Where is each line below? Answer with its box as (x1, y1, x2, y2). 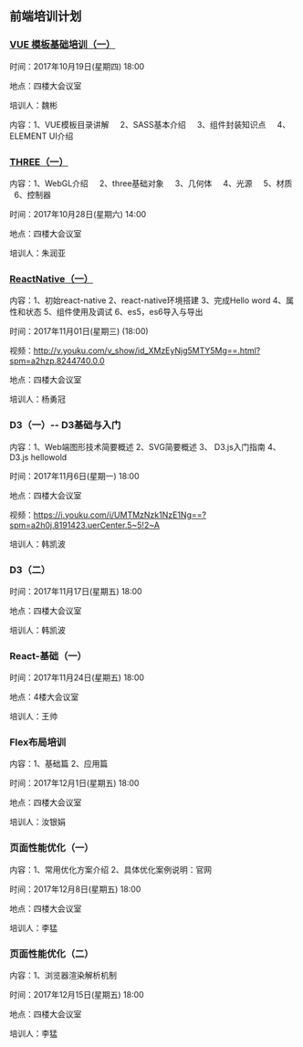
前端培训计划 (9, 8, 82, 25)
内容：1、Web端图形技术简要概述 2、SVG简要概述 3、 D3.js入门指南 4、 (9, 441, 281, 452)
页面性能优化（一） (9, 842, 94, 854)
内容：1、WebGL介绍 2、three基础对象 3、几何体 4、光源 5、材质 (9, 177, 293, 189)
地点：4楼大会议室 (9, 692, 79, 703)
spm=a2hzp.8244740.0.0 (9, 355, 105, 367)
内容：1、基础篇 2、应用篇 (9, 759, 109, 770)
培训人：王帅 (9, 711, 57, 722)
